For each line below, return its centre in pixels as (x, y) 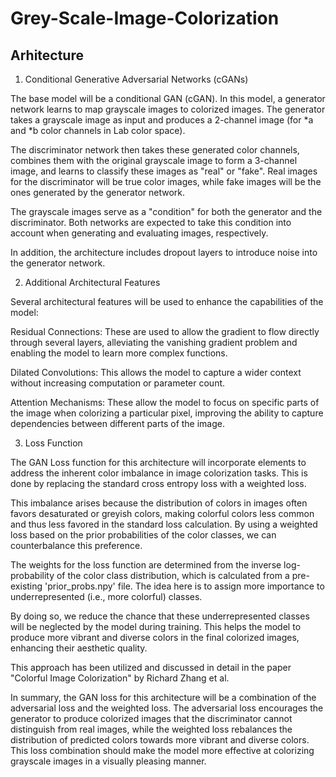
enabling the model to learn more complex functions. (119, 353)
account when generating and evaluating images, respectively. (139, 233)
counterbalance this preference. (76, 545)
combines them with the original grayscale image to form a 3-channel (154, 160)
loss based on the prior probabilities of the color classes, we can (143, 535)
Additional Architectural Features (92, 282)
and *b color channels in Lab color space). (98, 130)
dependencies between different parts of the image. (117, 423)
